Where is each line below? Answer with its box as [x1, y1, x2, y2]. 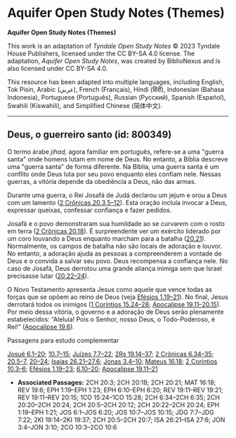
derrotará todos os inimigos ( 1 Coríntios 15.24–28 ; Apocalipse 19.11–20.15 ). [7, 300, 221, 308]
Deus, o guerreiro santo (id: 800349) [7, 128, 172, 141]
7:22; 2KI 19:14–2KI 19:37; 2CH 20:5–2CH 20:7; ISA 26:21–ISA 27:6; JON [17, 416, 225, 424]
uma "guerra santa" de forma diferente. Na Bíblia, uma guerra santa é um [7, 162, 219, 171]
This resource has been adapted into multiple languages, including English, [7, 77, 225, 86]
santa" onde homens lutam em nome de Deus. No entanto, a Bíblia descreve [7, 154, 228, 163]
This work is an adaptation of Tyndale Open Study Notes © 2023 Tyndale [7, 41, 221, 50]
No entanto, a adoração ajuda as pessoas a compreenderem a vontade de [7, 249, 223, 258]
